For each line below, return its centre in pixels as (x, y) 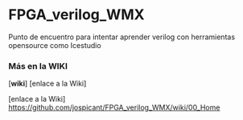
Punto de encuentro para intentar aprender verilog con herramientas (122, 37)
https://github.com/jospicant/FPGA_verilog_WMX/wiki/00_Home (114, 108)
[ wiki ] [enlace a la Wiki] (47, 84)
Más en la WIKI (38, 66)
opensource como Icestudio (55, 45)
